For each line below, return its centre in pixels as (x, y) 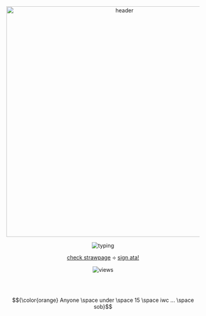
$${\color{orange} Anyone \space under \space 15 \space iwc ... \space (103, 300)
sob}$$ (103, 306)
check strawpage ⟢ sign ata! (103, 257)
